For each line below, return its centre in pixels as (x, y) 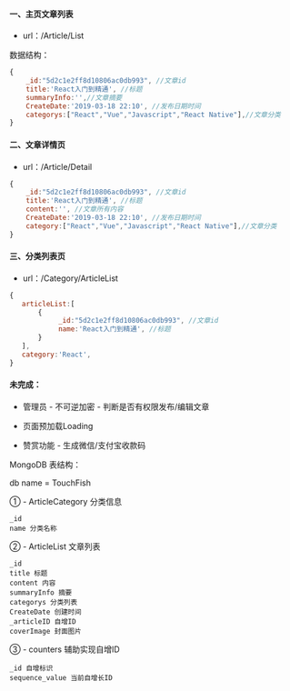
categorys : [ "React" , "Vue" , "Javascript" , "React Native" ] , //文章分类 (154, 115)
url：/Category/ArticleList (70, 278)
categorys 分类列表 (44, 602)
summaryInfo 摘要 (41, 592)
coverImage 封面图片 (45, 631)
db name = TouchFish (50, 483)
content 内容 (33, 583)
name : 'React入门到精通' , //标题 (114, 329)
